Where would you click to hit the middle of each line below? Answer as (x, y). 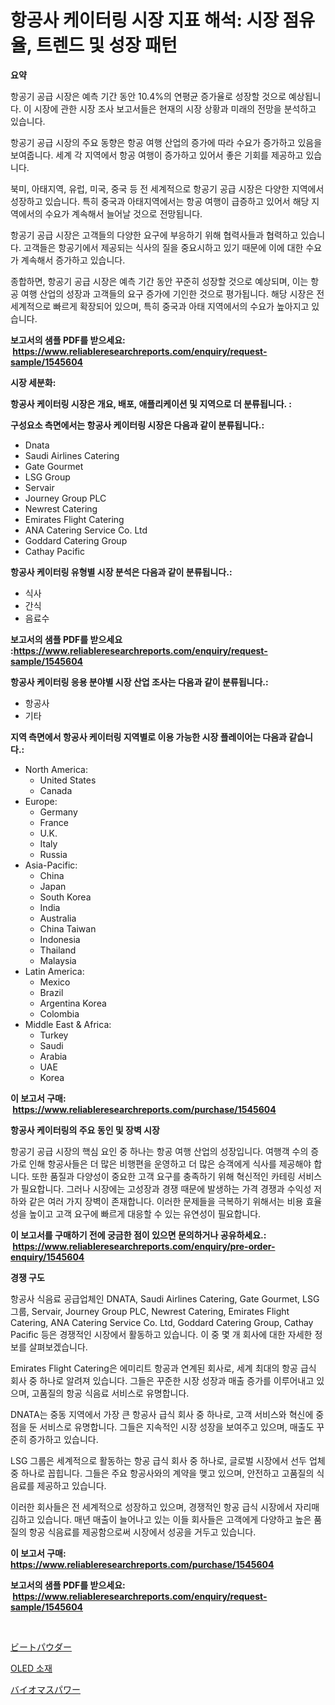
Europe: (41, 801)
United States (68, 780)
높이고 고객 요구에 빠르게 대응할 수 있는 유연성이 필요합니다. (145, 1213)
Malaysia (58, 960)
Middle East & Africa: (68, 1024)
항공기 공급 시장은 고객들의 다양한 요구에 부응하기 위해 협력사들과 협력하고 (154, 235)
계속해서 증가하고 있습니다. (73, 260)
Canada (56, 790)
